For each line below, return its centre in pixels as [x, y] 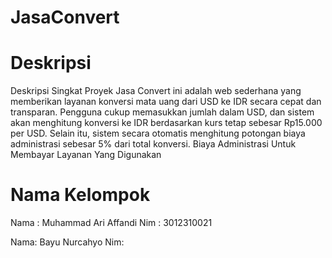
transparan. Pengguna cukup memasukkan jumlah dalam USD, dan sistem [162, 112]
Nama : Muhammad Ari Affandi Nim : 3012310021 [111, 223]
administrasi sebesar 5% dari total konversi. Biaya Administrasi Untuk [153, 144]
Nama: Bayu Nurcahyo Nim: [67, 242]
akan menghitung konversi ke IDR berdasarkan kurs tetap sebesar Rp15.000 [166, 123]
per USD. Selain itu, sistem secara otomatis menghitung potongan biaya [158, 133]
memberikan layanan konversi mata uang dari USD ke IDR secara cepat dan [166, 102]
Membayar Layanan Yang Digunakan [86, 155]
